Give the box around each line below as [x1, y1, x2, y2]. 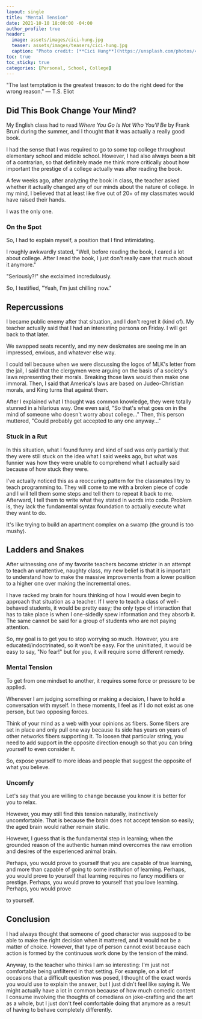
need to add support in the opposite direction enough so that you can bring [6, 739, 193, 746]
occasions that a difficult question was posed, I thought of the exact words [6, 974, 191, 981]
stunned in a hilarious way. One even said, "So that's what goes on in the [6, 404, 187, 412]
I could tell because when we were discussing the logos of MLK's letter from [6, 360, 196, 368]
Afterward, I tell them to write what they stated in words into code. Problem [6, 496, 192, 503]
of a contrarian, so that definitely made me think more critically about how [6, 159, 189, 166]
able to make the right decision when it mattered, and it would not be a [6, 936, 182, 944]
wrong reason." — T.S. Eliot [6, 88, 74, 95]
